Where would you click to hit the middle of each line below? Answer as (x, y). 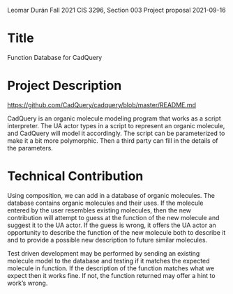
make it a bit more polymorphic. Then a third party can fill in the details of (113, 140)
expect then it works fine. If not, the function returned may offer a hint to (111, 275)
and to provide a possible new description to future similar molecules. (107, 240)
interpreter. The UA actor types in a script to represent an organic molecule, (116, 125)
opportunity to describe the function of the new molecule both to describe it (116, 232)
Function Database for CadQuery (55, 57)
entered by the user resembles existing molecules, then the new (99, 210)
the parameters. (30, 148)
